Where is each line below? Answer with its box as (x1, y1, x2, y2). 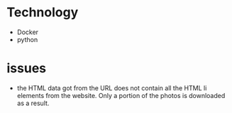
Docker (16, 28, 39, 36)
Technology (6, 4, 79, 21)
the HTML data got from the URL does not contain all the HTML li (16, 83, 207, 92)
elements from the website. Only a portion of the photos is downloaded (16, 91, 226, 99)
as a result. (16, 99, 50, 107)
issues (6, 60, 47, 77)
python (16, 35, 38, 43)
